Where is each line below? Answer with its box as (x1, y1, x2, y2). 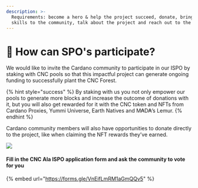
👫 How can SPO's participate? (6, 45, 156, 58)
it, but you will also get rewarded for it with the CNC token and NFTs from (6, 101, 184, 108)
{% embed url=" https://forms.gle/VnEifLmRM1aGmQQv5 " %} (6, 175, 155, 182)
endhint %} (6, 113, 34, 121)
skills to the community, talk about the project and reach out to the (11, 19, 192, 25)
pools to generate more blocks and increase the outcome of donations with (6, 95, 189, 102)
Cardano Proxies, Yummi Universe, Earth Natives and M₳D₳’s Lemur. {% (6, 107, 183, 114)
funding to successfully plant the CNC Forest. (6, 77, 117, 84)
